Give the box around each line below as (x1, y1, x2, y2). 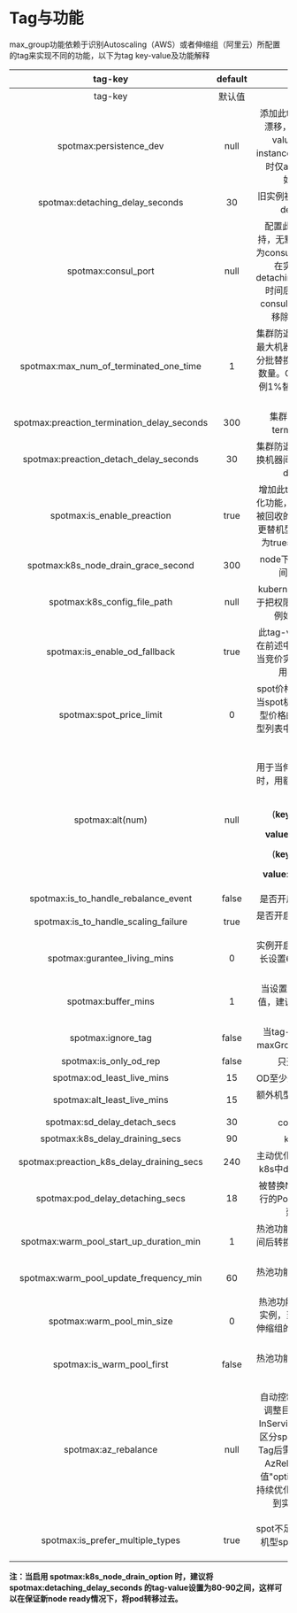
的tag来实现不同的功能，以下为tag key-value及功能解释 (9, 50, 210, 60)
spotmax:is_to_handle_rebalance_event (29, 891, 193, 904)
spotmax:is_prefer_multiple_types (41, 1533, 181, 1546)
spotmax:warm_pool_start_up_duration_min (20, 1235, 202, 1247)
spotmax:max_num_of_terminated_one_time (19, 359, 202, 372)
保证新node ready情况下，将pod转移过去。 (24, 1593, 183, 1603)
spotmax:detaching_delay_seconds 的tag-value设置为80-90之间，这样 (9, 1582, 275, 1593)
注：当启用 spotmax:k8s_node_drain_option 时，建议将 (9, 1571, 214, 1581)
